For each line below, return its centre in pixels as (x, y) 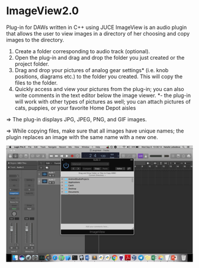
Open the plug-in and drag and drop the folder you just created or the (99, 57)
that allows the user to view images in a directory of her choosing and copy (98, 33)
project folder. (32, 64)
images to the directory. (35, 40)
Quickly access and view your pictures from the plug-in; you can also (99, 89)
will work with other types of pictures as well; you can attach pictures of (102, 101)
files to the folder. (36, 83)
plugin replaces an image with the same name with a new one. (82, 137)
